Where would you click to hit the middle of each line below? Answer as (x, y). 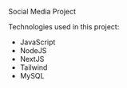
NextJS (32, 59)
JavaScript (38, 42)
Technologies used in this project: (64, 27)
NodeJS (33, 50)
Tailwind (34, 67)
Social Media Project (42, 11)
